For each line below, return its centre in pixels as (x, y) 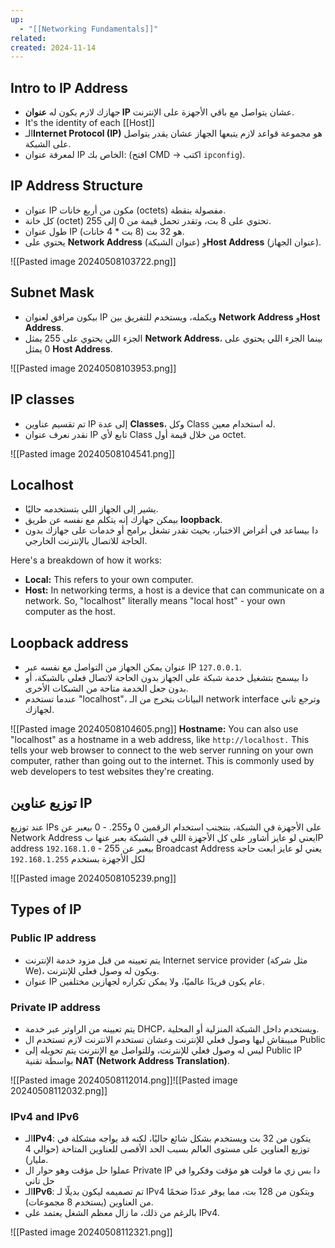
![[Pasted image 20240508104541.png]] (93, 453)
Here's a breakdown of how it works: (86, 560)
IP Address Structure (76, 186)
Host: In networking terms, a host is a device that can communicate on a (174, 590)
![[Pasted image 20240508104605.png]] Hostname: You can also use (154, 729)
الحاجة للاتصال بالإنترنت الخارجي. (86, 541)
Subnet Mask (52, 292)
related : (28, 38)
